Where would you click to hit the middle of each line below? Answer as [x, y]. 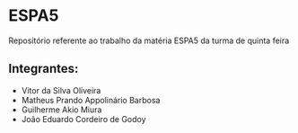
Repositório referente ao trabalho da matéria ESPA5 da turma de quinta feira [149, 40]
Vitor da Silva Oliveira [61, 90]
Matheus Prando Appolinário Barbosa [91, 100]
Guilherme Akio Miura [61, 110]
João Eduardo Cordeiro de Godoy [83, 119]
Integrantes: [44, 69]
